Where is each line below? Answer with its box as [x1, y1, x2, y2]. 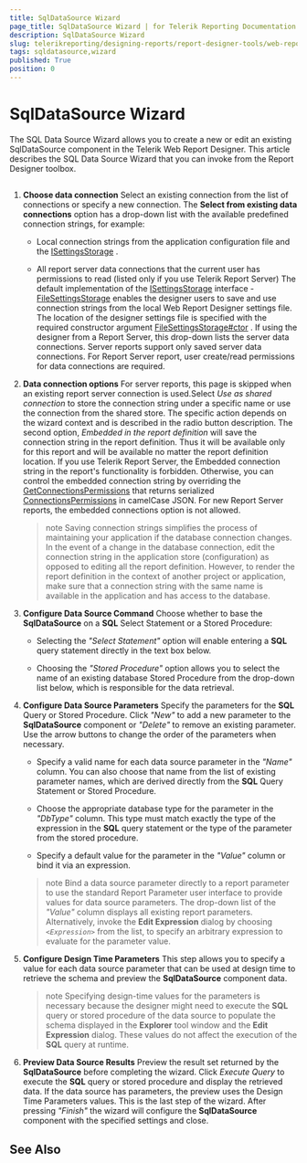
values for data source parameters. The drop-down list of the [45, 897, 277, 908]
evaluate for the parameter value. [45, 936, 172, 946]
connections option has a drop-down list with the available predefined [22, 209, 290, 220]
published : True [9, 56, 71, 65]
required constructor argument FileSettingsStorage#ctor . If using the [36, 322, 298, 333]
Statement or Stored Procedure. [36, 786, 157, 797]
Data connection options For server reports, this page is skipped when [22, 378, 292, 389]
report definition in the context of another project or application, [45, 571, 286, 582]
